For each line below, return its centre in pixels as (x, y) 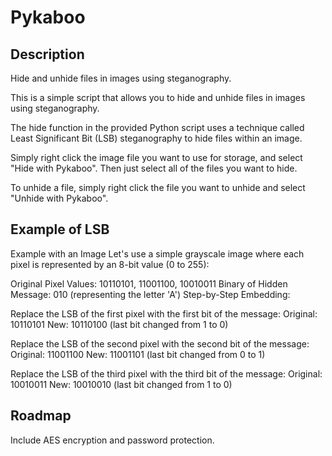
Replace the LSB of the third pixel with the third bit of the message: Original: (166, 373)
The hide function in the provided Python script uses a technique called (157, 127)
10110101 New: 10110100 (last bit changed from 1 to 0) (119, 324)
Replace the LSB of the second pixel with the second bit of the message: (160, 343)
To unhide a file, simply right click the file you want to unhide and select (158, 187)
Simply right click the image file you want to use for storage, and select (156, 157)
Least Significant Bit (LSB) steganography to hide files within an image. (156, 138)
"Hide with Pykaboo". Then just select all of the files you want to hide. (154, 168)
